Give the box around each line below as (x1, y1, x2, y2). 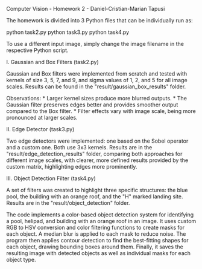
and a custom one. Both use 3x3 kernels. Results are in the (6, 144, 153, 151)
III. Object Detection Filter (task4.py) (6, 175, 96, 182)
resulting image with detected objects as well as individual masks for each (6, 250, 191, 256)
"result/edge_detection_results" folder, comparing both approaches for (6, 151, 183, 157)
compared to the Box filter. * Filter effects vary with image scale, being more (6, 108, 196, 114)
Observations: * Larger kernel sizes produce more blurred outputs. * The (6, 95, 187, 102)
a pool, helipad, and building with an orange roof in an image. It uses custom (6, 218, 197, 224)
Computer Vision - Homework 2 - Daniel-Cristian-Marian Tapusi (6, 5, 165, 12)
